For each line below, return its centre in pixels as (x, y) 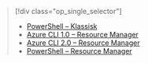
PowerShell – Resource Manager (80, 51)
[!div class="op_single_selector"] (68, 11)
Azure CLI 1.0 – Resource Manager (83, 35)
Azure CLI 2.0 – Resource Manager (83, 43)
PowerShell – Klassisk (62, 26)
